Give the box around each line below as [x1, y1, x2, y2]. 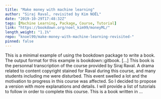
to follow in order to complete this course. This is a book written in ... [5, 88, 143, 94]
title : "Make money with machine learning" [5, 7, 95, 12]
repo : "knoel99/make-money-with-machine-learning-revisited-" [5, 35, 134, 40]
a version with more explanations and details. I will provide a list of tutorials [5, 83, 156, 89]
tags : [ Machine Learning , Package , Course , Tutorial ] [5, 20, 117, 26]
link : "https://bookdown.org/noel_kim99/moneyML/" [5, 25, 110, 30]
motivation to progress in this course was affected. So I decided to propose [5, 78, 157, 84]
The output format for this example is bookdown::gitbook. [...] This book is [5, 57, 155, 63]
